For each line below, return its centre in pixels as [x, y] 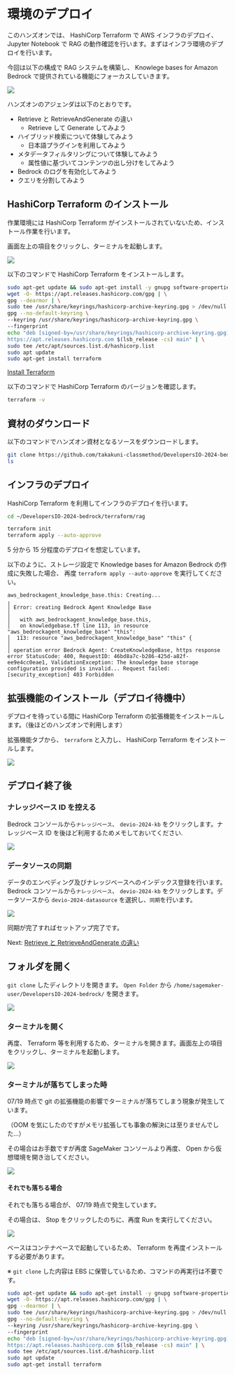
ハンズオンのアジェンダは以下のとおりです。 [71, 104]
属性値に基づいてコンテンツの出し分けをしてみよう [101, 162]
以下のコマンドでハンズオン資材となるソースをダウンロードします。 [105, 441]
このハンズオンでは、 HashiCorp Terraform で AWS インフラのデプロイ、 [113, 35]
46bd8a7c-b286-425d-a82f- [151, 657]
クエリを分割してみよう [51, 180]
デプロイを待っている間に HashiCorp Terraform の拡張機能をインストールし [116, 716]
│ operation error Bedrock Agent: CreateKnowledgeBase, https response [114, 650]
